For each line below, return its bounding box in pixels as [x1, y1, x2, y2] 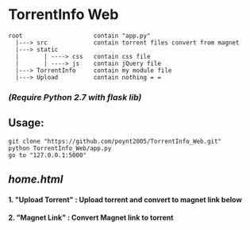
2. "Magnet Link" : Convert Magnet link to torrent [8, 213, 174, 223]
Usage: [8, 117, 45, 130]
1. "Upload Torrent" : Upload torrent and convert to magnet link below [8, 194, 242, 204]
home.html [8, 173, 63, 186]
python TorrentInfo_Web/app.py [8, 144, 112, 152]
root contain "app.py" [8, 32, 151, 40]
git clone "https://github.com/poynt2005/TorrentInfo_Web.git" [8, 137, 222, 145]
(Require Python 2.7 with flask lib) [8, 91, 142, 102]
